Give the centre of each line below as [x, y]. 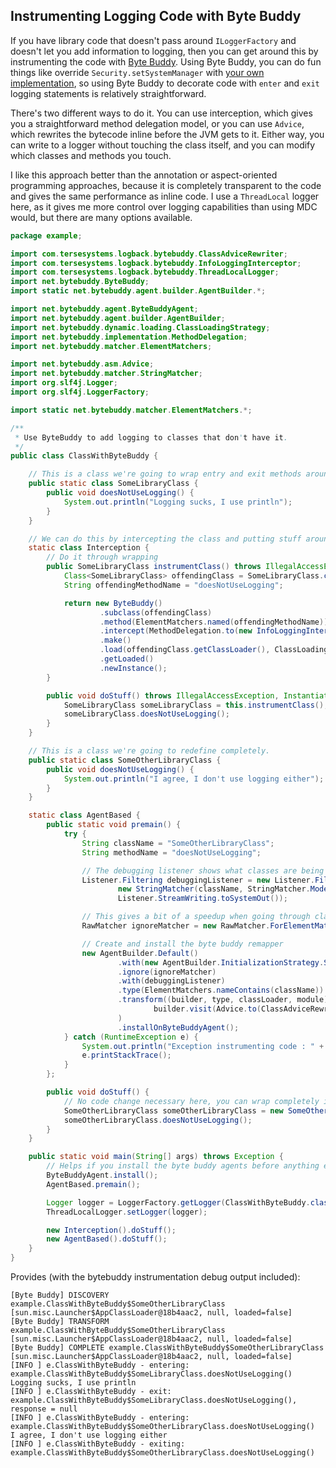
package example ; [46, 235]
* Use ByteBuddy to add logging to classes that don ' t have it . [151, 437]
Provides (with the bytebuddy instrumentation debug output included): [155, 1277]
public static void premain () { [114, 825]
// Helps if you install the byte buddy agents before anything [183, 1166]
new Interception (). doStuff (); [111, 1230]
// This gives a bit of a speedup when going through [196, 917]
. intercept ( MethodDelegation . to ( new [176, 631]
